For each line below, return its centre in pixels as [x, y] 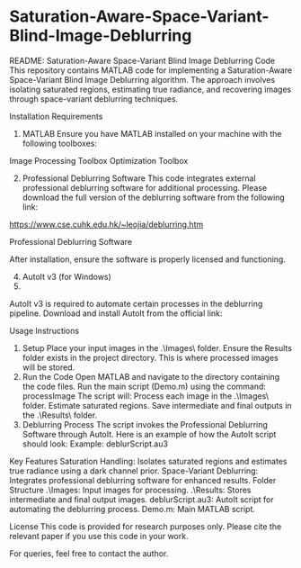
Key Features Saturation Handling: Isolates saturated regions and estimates [148, 461]
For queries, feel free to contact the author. [89, 553]
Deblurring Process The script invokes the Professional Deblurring [145, 424]
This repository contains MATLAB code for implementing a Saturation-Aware [151, 70]
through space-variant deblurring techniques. [94, 99]
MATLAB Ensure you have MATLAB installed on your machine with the [152, 133]
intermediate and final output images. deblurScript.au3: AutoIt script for [142, 499]
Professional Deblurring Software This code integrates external [139, 178]
